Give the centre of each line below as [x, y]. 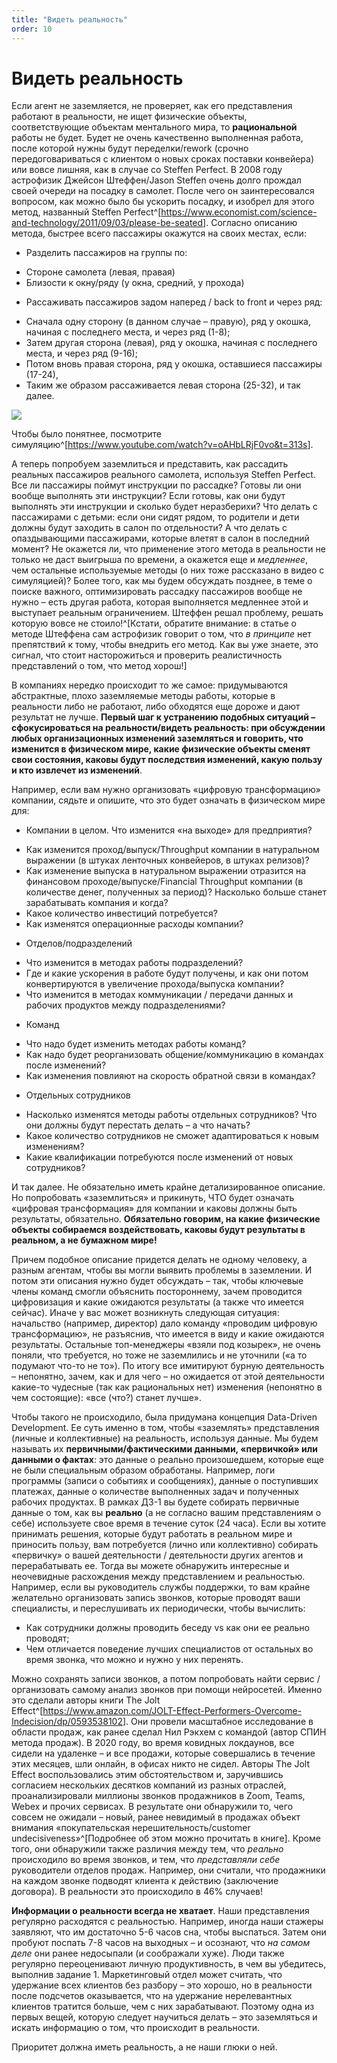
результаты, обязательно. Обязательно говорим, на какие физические [166, 1219]
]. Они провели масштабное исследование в [218, 1722]
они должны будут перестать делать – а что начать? [138, 1125]
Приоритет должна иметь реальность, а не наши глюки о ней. [144, 2047]
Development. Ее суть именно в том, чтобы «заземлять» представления [165, 1428]
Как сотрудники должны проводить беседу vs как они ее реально [167, 1628]
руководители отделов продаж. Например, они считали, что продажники [168, 1870]
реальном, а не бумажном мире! [84, 1240]
